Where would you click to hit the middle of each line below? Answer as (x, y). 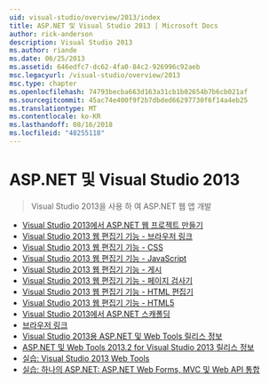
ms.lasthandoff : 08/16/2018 (61, 125)
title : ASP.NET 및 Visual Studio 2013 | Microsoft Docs (114, 26)
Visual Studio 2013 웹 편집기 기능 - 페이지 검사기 (107, 280)
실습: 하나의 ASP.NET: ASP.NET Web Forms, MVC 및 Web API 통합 (141, 369)
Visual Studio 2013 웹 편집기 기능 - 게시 (92, 269)
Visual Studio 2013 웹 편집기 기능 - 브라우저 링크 (107, 235)
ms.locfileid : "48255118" (57, 133)
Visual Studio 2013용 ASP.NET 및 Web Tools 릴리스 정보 (122, 336)
